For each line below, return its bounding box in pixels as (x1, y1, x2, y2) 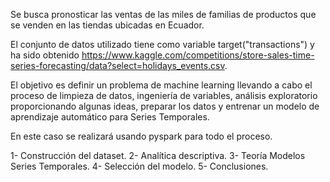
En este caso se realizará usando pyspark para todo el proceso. (10, 130, 273, 142)
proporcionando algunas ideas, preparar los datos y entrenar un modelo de (10, 100, 320, 112)
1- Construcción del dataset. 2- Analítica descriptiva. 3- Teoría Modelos (10, 150, 306, 161)
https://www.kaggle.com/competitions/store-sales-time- (81, 49, 315, 61)
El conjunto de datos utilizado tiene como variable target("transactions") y (10, 39, 315, 50)
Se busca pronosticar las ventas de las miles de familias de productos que (10, 9, 317, 20)
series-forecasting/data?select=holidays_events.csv (10, 60, 225, 71)
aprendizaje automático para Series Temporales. (10, 111, 210, 123)
